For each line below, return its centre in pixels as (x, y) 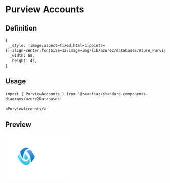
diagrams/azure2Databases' (34, 99)
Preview (18, 125)
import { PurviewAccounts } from (40, 94)
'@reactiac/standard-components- (113, 94)
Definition (21, 28)
